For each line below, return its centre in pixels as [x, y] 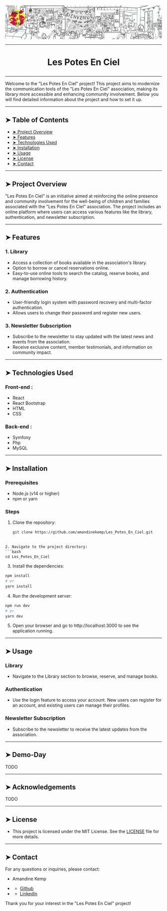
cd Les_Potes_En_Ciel [28, 557]
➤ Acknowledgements [41, 787]
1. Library [17, 252]
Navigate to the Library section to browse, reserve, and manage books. [85, 676]
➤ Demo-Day [26, 755]
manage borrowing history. [40, 278]
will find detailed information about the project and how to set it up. [74, 100]
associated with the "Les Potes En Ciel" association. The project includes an [83, 207]
